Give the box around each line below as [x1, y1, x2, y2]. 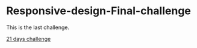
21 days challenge [6, 35, 51, 42]
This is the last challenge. [6, 24, 70, 31]
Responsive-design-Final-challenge [6, 4, 192, 18]
